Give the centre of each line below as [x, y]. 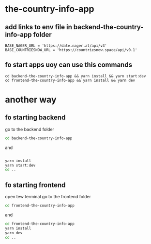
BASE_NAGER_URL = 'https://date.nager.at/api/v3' [56, 46]
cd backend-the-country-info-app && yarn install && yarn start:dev [75, 76]
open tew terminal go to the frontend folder [48, 197]
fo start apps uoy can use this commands [68, 65]
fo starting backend [35, 118]
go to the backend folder [30, 129]
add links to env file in [39, 27]
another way [31, 100]
